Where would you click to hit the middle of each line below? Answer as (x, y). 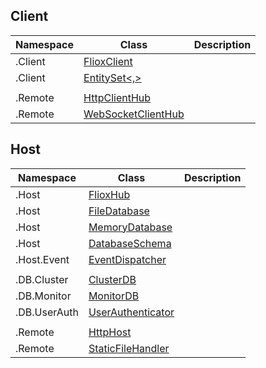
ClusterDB (112, 279)
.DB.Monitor (43, 296)
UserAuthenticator (131, 312)
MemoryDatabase (130, 227)
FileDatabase (119, 211)
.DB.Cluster (42, 279)
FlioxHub (109, 194)
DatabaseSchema (130, 243)
